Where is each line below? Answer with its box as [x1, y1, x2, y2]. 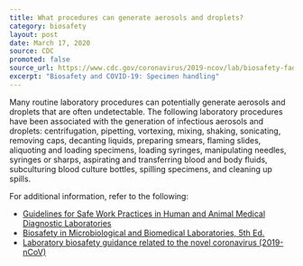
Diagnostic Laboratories [22, 217, 112, 228]
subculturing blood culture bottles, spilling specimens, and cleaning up [9, 163, 273, 174]
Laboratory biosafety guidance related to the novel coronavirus [22, 236, 257, 248]
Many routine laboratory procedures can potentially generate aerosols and [9, 96, 286, 107]
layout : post [9, 30, 59, 39]
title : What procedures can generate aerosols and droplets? [9, 13, 244, 23]
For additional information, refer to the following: [9, 190, 189, 201]
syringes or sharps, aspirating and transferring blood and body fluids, [9, 154, 268, 165]
